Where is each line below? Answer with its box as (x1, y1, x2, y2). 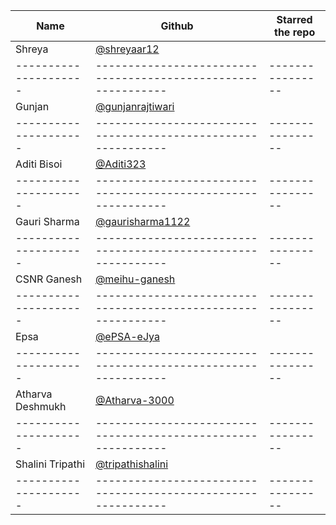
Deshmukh (15, 400, 67, 413)
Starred (276, 13, 313, 26)
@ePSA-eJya (94, 330, 160, 343)
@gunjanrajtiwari (94, 100, 175, 113)
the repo (274, 25, 316, 39)
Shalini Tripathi (15, 457, 86, 471)
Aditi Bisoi (15, 157, 63, 171)
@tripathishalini (94, 457, 169, 471)
